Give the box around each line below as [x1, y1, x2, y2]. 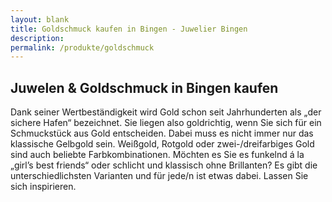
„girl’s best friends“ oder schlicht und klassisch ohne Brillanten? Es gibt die [10, 159, 318, 171]
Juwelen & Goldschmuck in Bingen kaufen [10, 79, 279, 96]
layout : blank [10, 14, 70, 25]
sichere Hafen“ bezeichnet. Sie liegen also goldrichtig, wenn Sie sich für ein [10, 117, 322, 129]
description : [10, 33, 65, 43]
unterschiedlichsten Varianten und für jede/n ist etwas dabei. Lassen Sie [10, 170, 309, 182]
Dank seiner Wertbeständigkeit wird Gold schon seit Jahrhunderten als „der [10, 106, 322, 118]
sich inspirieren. [10, 181, 77, 193]
